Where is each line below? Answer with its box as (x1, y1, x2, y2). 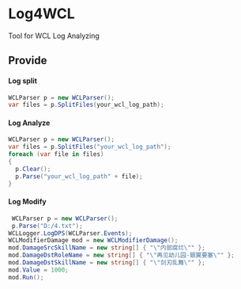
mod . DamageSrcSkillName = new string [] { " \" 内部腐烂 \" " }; (8, 244, 205, 252)
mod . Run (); (8, 273, 44, 281)
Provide (8, 54, 47, 67)
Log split (8, 76, 38, 86)
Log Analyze (8, 118, 51, 127)
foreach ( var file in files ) (8, 150, 104, 158)
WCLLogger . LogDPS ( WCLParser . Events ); (8, 229, 133, 238)
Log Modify (8, 197, 47, 207)
